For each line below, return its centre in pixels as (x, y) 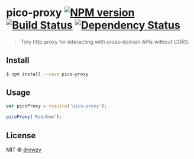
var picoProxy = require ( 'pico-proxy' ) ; (57, 106)
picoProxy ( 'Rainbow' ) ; (34, 117)
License (21, 136)
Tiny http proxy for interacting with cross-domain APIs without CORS (104, 42)
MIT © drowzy (24, 150)
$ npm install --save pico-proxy (47, 74)
